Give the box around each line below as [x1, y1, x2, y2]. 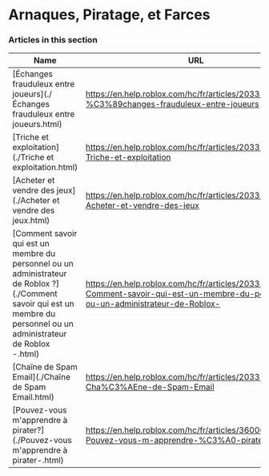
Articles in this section [8, 35, 98, 46]
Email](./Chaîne [12, 372, 70, 383]
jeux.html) [12, 215, 50, 226]
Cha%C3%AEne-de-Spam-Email [85, 381, 215, 393]
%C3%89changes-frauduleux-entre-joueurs [85, 99, 259, 110]
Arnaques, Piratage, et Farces [8, 6, 211, 24]
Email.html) [12, 392, 54, 403]
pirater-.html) [12, 455, 64, 466]
